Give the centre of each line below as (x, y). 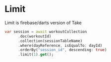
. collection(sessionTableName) (50, 41)
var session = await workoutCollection (46, 31)
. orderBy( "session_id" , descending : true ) (62, 50)
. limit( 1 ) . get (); (36, 55)
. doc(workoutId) (34, 36)
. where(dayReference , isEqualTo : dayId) (60, 45)
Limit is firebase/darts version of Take (43, 23)
